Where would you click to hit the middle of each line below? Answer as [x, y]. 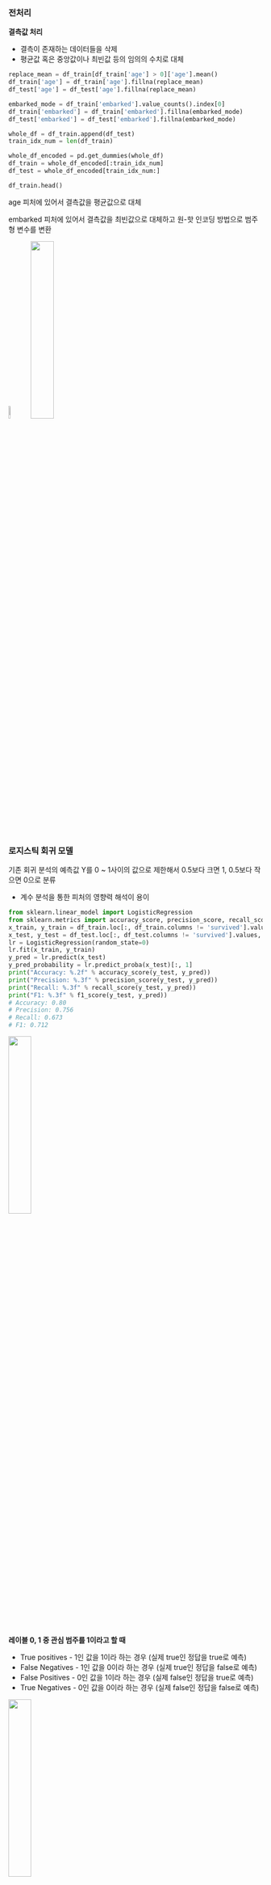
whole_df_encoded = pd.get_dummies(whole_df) [86, 156]
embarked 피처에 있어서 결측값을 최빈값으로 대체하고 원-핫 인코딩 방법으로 [126, 219]
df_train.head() [35, 185]
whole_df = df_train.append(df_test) [72, 134]
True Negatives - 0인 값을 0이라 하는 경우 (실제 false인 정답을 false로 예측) [140, 1688]
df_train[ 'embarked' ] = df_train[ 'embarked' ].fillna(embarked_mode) [126, 112]
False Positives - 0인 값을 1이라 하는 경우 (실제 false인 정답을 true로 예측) [137, 1678]
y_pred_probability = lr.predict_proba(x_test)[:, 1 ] [101, 965]
